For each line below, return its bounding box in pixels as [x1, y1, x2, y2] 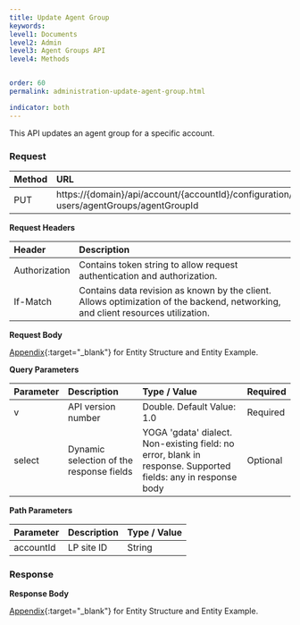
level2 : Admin [9, 38, 62, 47]
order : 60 [9, 79, 46, 88]
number [67, 411, 101, 424]
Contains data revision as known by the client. [79, 283, 272, 296]
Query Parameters [9, 364, 79, 375]
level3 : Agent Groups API [9, 46, 105, 55]
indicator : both [9, 103, 70, 112]
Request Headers [9, 222, 76, 232]
